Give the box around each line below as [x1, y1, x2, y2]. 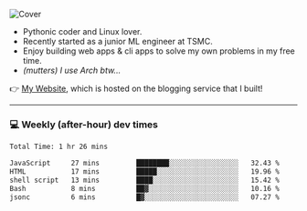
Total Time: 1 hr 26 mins [9, 142, 108, 152]
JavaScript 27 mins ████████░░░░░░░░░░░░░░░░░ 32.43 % [9, 159, 281, 168]
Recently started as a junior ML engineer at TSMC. [22, 36, 213, 46]
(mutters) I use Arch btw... [22, 65, 122, 75]
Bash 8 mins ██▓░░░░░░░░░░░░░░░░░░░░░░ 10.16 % [9, 184, 281, 193]
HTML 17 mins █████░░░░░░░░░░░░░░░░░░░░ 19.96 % [9, 167, 281, 176]
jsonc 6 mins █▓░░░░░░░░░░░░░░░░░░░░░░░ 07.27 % [9, 192, 281, 202]
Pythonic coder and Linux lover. [22, 26, 143, 36]
